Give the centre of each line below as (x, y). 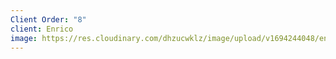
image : (24, 38)
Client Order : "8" (48, 19)
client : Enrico (42, 29)
